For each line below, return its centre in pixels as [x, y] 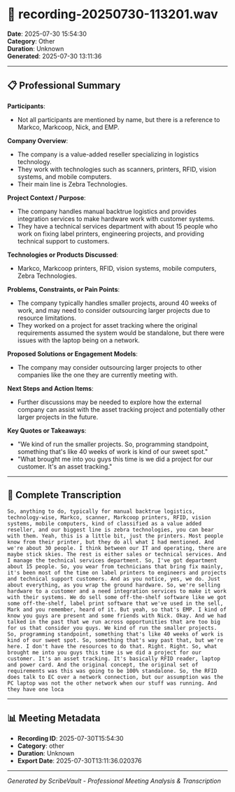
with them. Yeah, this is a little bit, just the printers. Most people [115, 536]
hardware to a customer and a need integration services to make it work [117, 591]
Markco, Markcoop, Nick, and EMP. [69, 127]
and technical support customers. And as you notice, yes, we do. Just [114, 579]
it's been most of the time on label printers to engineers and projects [117, 572]
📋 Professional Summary [64, 86]
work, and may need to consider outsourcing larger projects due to [114, 310]
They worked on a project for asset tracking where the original [107, 325]
